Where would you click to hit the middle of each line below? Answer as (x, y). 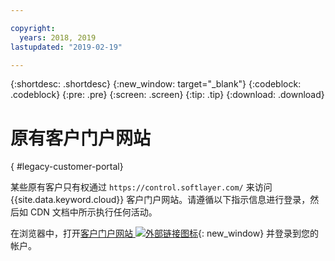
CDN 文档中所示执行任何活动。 (93, 212)
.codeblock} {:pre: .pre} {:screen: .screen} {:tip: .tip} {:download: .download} (167, 95)
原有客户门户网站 (81, 138)
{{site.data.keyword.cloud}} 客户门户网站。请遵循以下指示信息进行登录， (160, 200)
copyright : (33, 28)
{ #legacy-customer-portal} (67, 167)
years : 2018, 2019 (58, 37)
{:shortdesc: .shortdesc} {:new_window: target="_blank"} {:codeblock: (156, 84)
